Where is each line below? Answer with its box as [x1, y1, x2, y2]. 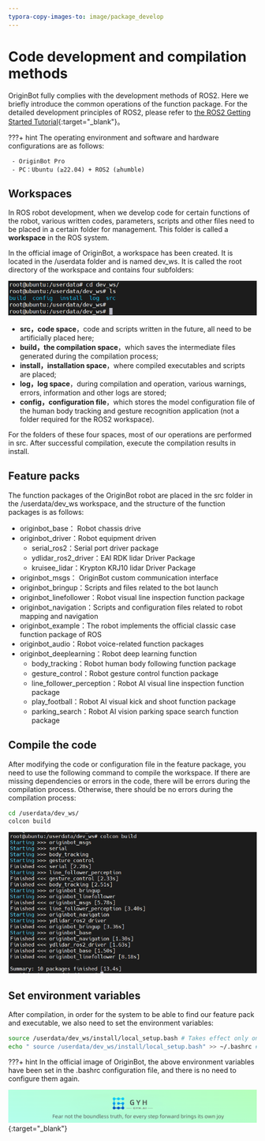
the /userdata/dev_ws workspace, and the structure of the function [8, 498, 226, 509]
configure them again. [8, 1074, 80, 1083]
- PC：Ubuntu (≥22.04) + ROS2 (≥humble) [11, 166, 145, 174]
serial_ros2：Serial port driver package [31, 543, 159, 553]
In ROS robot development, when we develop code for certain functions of [8, 208, 250, 217]
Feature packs [8, 470, 80, 483]
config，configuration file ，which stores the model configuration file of [19, 397, 256, 407]
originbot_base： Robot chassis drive [19, 524, 142, 533]
